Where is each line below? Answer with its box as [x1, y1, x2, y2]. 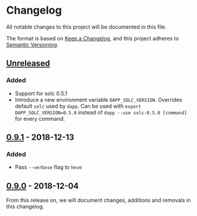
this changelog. [6, 203, 45, 210]
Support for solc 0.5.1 [14, 90, 67, 97]
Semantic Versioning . [6, 41, 59, 48]
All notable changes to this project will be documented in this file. [6, 23, 167, 30]
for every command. [14, 115, 65, 122]
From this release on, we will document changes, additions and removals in [6, 197, 191, 204]
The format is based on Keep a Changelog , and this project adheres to [6, 35, 179, 42]
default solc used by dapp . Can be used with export [14, 102, 141, 109]
